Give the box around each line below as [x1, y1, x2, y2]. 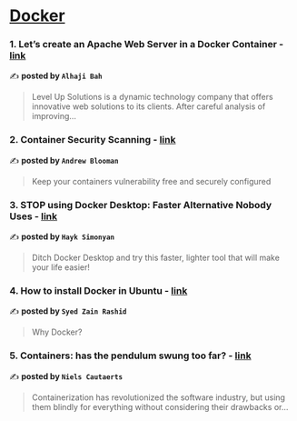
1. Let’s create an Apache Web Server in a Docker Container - [9, 38, 284, 51]
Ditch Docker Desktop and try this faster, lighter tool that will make [31, 252, 280, 264]
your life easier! [31, 262, 91, 273]
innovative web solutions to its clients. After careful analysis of [31, 101, 266, 112]
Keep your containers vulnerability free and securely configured [31, 175, 272, 186]
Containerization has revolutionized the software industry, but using [31, 392, 286, 403]
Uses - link [9, 210, 57, 223]
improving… [31, 111, 77, 122]
